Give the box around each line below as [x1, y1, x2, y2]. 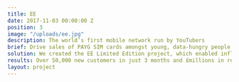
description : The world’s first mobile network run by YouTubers [7, 37, 205, 44]
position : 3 [7, 24, 43, 31]
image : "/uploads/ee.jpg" [7, 30, 84, 38]
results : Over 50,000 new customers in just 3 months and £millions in [7, 57, 224, 64]
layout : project [7, 63, 55, 71]
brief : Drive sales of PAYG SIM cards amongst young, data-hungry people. [7, 43, 234, 51]
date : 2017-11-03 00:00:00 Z [7, 17, 94, 24]
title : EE [7, 10, 37, 18]
